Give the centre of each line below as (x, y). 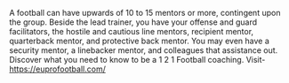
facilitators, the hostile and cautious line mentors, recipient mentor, (132, 31)
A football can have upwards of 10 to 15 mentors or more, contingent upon (145, 13)
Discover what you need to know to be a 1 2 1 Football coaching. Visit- (137, 60)
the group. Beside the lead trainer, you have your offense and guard (133, 22)
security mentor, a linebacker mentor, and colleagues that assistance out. (144, 50)
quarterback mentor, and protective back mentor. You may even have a (139, 41)
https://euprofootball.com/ (58, 69)
